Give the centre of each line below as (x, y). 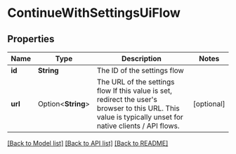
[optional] (209, 104)
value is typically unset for (140, 117)
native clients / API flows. (138, 126)
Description (142, 59)
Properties (31, 39)
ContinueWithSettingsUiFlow (94, 13)
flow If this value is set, (134, 91)
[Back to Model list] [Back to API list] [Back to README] (88, 143)
